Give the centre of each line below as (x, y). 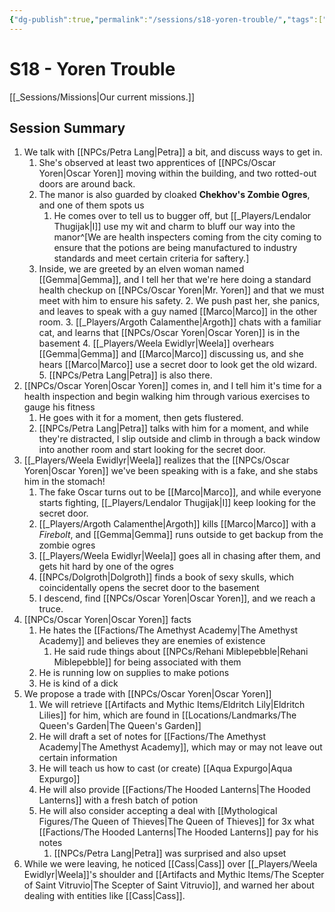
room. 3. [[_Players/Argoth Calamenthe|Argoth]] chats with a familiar (180, 322)
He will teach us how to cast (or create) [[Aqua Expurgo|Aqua (165, 768)
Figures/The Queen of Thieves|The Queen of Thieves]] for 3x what (176, 822)
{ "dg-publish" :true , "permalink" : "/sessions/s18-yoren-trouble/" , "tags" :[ (166, 19)
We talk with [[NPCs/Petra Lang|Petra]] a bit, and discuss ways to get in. (173, 152)
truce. (51, 609)
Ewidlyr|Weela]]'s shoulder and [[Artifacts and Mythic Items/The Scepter (174, 875)
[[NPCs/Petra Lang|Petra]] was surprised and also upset (170, 853)
